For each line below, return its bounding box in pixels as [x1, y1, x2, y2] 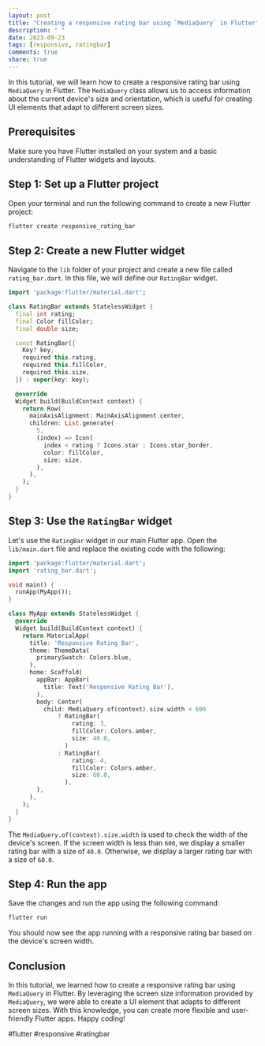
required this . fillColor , [22, 361, 108, 369]
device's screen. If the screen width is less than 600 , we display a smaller [8, 838, 246, 847]
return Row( [22, 404, 62, 413]
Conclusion [8, 959, 66, 973]
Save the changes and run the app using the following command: [8, 898, 220, 908]
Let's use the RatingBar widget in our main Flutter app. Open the [8, 535, 218, 545]
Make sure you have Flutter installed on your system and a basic [8, 146, 218, 156]
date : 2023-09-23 [8, 33, 65, 42]
